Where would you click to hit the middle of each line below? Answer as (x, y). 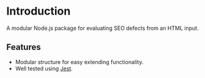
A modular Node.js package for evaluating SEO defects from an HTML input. (102, 28)
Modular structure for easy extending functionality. (79, 62)
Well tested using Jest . (44, 68)
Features (24, 47)
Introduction (39, 11)
